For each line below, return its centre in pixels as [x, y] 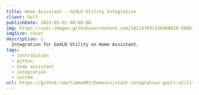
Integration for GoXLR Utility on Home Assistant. [75, 45]
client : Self [22, 17]
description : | [25, 39]
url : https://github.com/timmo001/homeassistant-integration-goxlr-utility [102, 83]
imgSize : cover [25, 34]
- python [22, 61]
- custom [22, 77]
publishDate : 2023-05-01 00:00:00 [49, 22]
